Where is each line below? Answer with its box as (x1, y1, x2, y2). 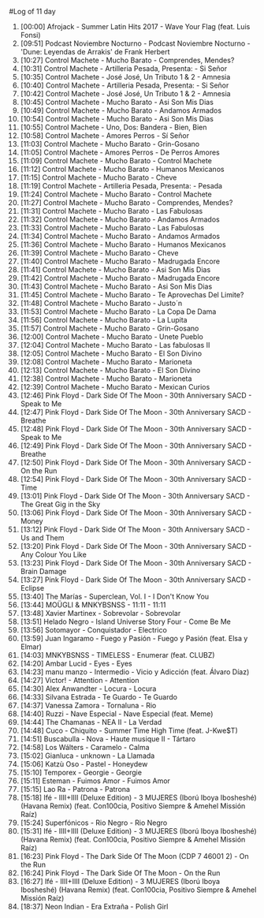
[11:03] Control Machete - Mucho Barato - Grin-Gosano (20, 140, 200, 148)
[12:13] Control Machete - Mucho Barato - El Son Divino (20, 366, 201, 375)
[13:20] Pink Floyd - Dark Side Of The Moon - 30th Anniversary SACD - (20, 542, 252, 550)
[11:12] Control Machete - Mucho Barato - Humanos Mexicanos (20, 165, 225, 174)
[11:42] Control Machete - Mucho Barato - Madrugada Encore (20, 274, 220, 282)
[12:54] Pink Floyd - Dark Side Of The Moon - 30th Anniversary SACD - (20, 475, 251, 483)
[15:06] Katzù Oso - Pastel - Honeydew (20, 759, 148, 768)
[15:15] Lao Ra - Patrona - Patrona (20, 785, 131, 793)
